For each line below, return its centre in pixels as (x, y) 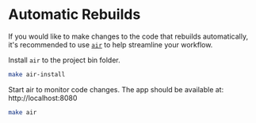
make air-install (37, 74)
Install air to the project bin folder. (64, 60)
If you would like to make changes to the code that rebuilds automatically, (128, 36)
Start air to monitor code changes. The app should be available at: (116, 89)
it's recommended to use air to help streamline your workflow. (111, 44)
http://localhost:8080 (43, 98)
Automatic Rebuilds (75, 15)
